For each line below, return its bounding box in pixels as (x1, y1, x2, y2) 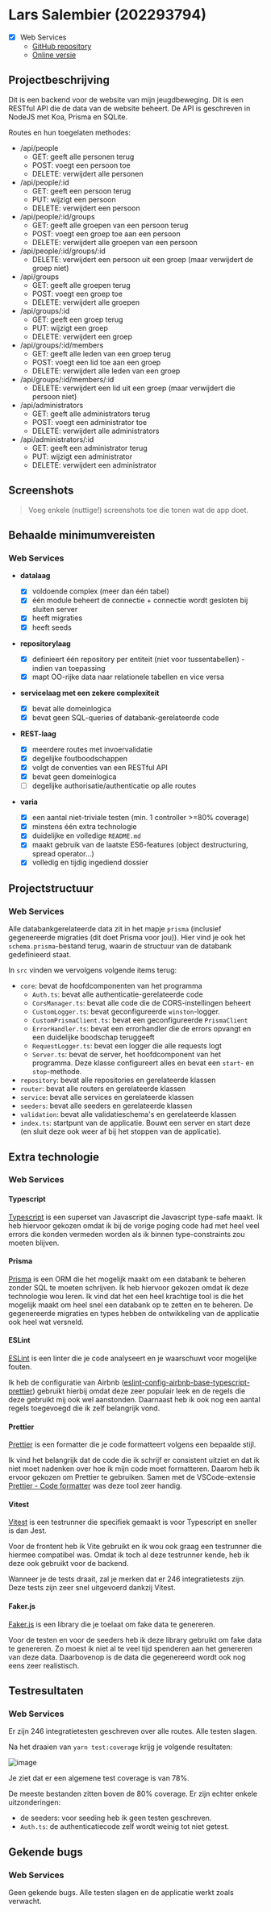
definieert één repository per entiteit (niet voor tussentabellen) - (31, 654, 245, 664)
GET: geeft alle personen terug (31, 152, 135, 161)
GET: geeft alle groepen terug (31, 280, 131, 290)
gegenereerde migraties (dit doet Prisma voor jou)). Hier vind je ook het (8, 933, 246, 943)
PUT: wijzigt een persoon (31, 194, 116, 204)
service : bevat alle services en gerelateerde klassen (19, 1093, 194, 1102)
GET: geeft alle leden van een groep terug (31, 348, 172, 358)
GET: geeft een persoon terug (31, 185, 131, 195)
